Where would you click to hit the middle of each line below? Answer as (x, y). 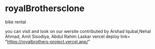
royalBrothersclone (45, 8)
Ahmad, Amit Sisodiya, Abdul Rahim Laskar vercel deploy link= (68, 36)
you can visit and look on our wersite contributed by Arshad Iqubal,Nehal (78, 31)
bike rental (16, 22)
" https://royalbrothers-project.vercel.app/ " (48, 41)
